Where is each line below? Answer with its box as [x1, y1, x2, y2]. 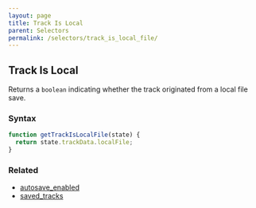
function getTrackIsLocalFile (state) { [8, 131, 141, 139]
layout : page [8, 11, 52, 20]
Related [8, 164, 39, 175]
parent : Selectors [8, 26, 69, 34]
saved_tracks [19, 191, 64, 201]
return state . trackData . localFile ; [15, 139, 134, 147]
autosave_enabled [19, 182, 80, 192]
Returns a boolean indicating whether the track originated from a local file [8, 84, 248, 94]
